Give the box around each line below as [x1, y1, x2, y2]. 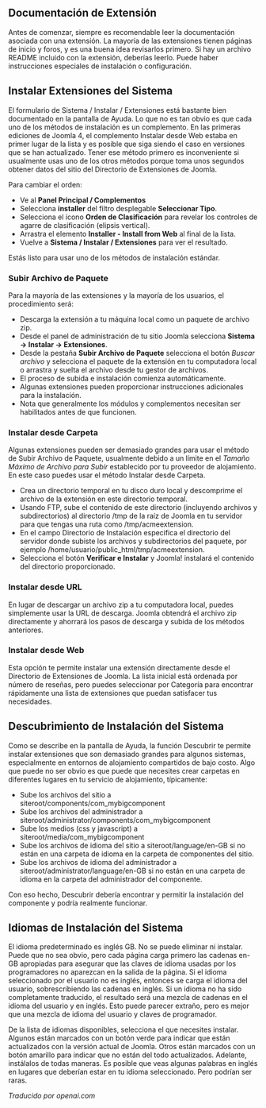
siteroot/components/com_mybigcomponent [19, 798, 165, 808]
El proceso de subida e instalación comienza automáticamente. [19, 373, 226, 383]
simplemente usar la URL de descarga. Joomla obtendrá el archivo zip [8, 608, 237, 618]
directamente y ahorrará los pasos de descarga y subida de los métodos [8, 616, 245, 626]
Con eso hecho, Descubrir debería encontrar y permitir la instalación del [8, 890, 244, 899]
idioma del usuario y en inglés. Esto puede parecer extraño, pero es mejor [8, 1001, 249, 1011]
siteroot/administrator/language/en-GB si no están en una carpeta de [19, 866, 245, 875]
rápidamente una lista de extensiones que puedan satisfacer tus [8, 688, 218, 697]
